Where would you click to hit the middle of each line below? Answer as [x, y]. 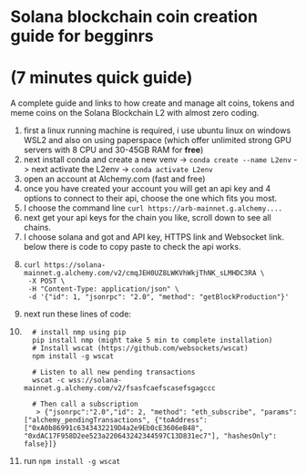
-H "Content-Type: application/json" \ [103, 289]
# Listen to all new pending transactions [114, 372]
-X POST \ [46, 281]
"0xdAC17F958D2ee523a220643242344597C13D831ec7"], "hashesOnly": [150, 436]
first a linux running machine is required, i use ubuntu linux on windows [157, 130]
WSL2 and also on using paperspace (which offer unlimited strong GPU [158, 140]
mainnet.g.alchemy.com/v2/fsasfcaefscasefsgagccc [120, 388]
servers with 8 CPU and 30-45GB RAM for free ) [113, 150]
